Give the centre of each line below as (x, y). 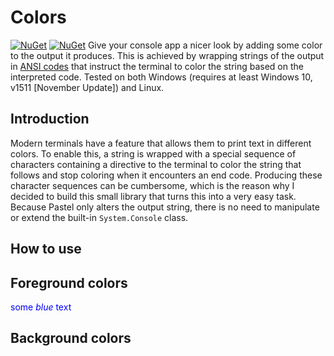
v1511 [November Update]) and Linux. (87, 87)
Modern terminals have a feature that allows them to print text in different (161, 143)
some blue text (41, 307)
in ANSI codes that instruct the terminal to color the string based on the (157, 66)
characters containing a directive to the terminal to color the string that (156, 164)
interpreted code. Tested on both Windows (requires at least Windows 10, (161, 77)
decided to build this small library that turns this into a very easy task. (153, 196)
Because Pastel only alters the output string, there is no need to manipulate (165, 207)
